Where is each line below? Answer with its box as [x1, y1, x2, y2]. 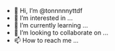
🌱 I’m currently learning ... [13, 21, 89, 29]
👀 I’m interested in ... [13, 14, 73, 22]
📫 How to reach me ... [13, 37, 79, 44]
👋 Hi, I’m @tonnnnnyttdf [13, 7, 83, 14]
